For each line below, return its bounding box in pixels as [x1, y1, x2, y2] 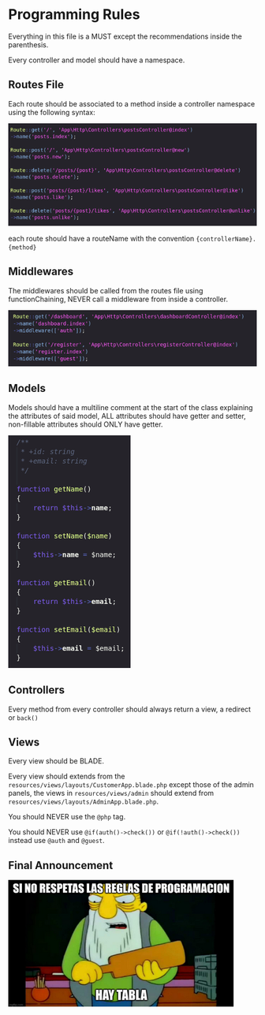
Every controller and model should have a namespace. [8, 55, 185, 65]
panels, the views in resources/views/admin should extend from [8, 789, 215, 798]
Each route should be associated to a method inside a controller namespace [8, 99, 256, 108]
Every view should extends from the [8, 771, 125, 782]
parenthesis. [8, 39, 49, 49]
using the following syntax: [8, 107, 96, 117]
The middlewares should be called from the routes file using [8, 285, 203, 295]
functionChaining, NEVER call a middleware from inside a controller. [8, 294, 229, 304]
